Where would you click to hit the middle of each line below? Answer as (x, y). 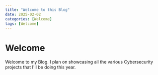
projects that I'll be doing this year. (40, 67)
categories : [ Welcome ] (29, 19)
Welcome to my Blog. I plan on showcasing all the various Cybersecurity (79, 62)
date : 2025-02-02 (23, 14)
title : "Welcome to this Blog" (38, 10)
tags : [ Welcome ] (22, 24)
